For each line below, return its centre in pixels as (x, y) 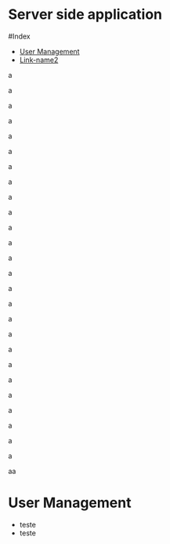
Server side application (85, 15)
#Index (19, 36)
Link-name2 (39, 60)
